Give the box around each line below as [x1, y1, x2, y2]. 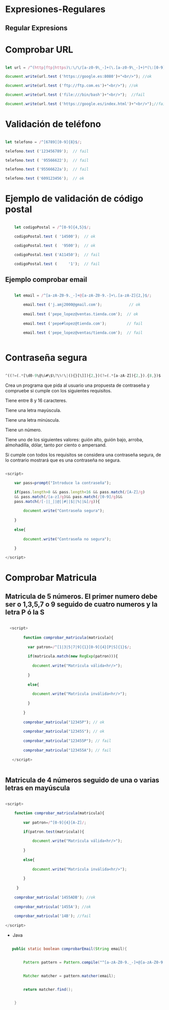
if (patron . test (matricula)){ [23, 829, 84, 834]
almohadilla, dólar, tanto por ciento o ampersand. [5, 442, 107, 448]
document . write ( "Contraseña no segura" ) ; [23, 536, 112, 541]
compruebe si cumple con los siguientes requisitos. [5, 388, 112, 394]
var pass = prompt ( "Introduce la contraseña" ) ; [14, 480, 112, 485]
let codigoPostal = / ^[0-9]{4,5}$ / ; [14, 225, 92, 230]
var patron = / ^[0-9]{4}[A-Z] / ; [23, 820, 87, 825]
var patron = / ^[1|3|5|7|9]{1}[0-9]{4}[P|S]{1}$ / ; [27, 644, 132, 649]
